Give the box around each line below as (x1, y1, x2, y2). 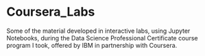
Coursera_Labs (6, 4, 95, 20)
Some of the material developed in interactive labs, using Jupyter (6, 27, 191, 35)
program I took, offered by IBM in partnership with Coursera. (6, 41, 178, 49)
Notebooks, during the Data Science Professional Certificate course (6, 33, 198, 42)
